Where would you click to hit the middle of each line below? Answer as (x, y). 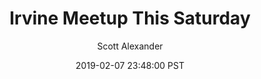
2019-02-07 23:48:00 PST (130, 65)
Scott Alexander (130, 46)
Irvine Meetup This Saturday (130, 18)
